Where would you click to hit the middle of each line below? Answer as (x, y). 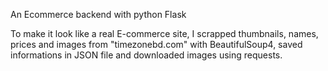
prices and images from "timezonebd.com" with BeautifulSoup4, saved (156, 44)
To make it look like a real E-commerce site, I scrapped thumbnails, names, (164, 33)
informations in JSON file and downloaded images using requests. (146, 55)
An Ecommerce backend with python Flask (98, 14)
